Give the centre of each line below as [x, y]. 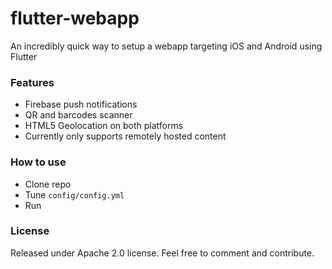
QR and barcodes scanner [78, 115]
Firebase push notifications [81, 104]
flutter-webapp [75, 18]
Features [32, 82]
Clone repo [48, 184]
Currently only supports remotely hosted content [125, 136]
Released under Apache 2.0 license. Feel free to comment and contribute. [162, 253]
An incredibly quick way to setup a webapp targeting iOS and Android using [166, 46]
